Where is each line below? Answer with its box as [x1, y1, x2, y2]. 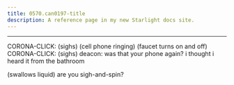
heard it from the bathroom [7, 57, 85, 65]
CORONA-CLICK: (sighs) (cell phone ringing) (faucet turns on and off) [7, 42, 208, 50]
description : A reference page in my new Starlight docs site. [7, 17, 195, 23]
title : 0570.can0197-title [7, 10, 86, 17]
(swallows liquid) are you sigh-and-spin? [7, 70, 124, 78]
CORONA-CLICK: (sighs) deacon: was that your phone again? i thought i [7, 49, 214, 57]
